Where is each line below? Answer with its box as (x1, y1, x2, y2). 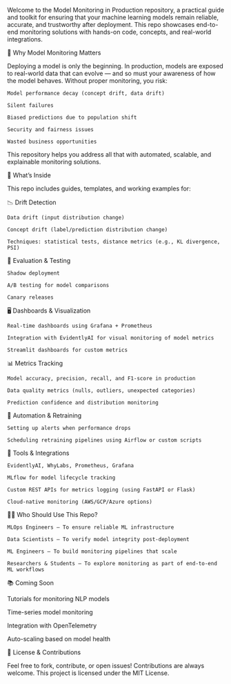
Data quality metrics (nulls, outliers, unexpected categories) (7, 387, 196, 394)
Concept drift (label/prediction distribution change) (7, 226, 168, 233)
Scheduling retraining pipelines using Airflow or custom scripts (7, 437, 202, 444)
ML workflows (7, 566, 45, 573)
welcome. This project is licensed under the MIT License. (7, 669, 170, 677)
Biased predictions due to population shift (7, 114, 137, 121)
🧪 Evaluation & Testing (7, 257, 71, 264)
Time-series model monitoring (7, 608, 93, 616)
